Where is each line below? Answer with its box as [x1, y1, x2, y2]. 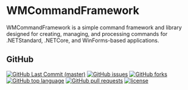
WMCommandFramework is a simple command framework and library [6, 24, 183, 31]
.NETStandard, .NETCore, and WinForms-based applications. [6, 36, 159, 44]
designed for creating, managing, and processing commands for [6, 30, 168, 37]
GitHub [6, 54, 34, 64]
